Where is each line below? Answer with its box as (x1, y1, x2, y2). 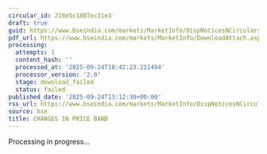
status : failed (15, 85, 66, 94)
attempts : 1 (15, 48, 56, 56)
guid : (8, 26, 26, 34)
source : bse (8, 108, 48, 116)
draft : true (8, 19, 48, 27)
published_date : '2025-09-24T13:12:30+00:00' (8, 93, 161, 101)
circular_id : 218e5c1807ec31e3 (8, 11, 112, 20)
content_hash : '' (15, 56, 73, 64)
